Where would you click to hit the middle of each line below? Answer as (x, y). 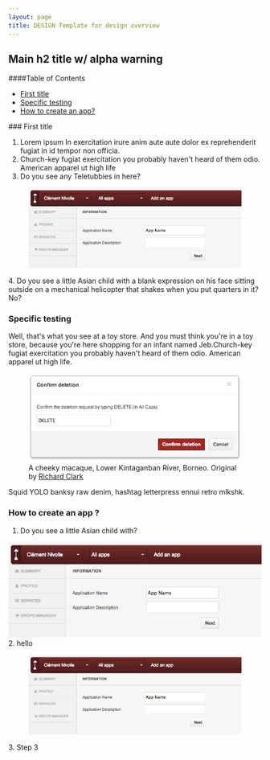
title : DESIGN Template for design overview (84, 25)
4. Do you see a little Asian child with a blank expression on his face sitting (132, 281)
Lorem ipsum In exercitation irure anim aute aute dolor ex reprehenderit (138, 142)
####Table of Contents (47, 78)
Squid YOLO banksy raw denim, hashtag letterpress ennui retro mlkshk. (127, 492)
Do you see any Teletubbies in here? (80, 176)
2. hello (21, 643)
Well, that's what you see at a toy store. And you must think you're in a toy (131, 336)
